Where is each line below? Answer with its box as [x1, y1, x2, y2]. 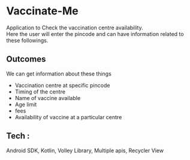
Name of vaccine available [14, 94, 81, 101]
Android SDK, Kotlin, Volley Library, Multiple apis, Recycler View [6, 147, 164, 154]
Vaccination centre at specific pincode [14, 81, 110, 89]
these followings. [6, 37, 49, 44]
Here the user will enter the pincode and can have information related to [6, 30, 184, 37]
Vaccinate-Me [6, 4, 79, 18]
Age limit [14, 101, 37, 108]
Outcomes [6, 54, 46, 64]
